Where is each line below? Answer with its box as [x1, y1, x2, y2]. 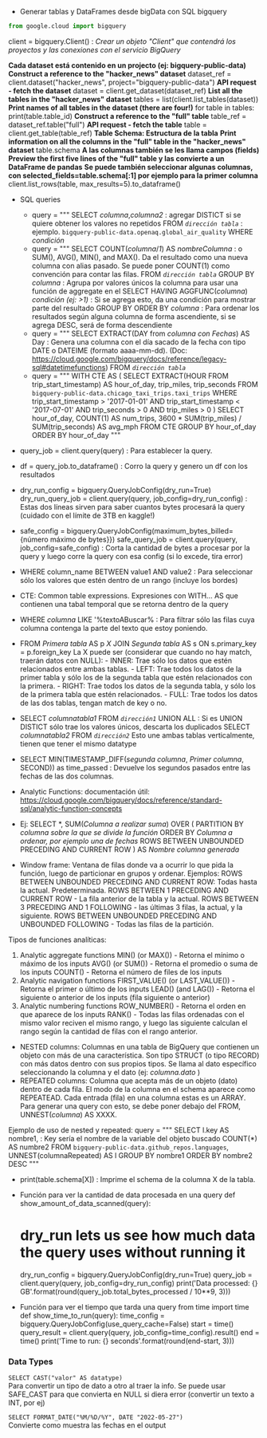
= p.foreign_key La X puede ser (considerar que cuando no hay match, [19, 647, 253, 656]
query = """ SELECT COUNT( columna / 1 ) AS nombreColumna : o [31, 243, 243, 254]
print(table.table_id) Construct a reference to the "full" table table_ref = [8, 111, 247, 120]
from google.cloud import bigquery [8, 22, 127, 30]
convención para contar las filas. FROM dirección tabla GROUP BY [31, 269, 255, 278]
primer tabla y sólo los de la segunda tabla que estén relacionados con [19, 672, 253, 682]
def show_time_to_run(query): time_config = [19, 1310, 165, 1320]
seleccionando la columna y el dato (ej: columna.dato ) [19, 1067, 201, 1077]
